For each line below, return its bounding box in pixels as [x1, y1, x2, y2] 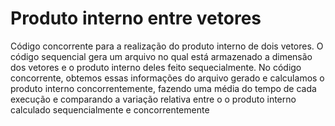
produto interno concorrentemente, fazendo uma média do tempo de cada [10, 82, 317, 94]
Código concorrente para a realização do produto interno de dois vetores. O [10, 40, 324, 52]
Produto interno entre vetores [10, 7, 262, 30]
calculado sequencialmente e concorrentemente [10, 103, 210, 116]
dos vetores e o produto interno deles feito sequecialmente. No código [10, 61, 302, 73]
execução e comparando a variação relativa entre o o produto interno [10, 93, 297, 105]
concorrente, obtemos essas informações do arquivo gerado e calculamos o [10, 72, 325, 84]
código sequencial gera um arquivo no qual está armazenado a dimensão [10, 50, 313, 62]
